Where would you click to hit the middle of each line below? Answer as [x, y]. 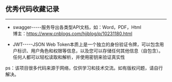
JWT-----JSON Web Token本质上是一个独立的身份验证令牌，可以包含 [86, 44]
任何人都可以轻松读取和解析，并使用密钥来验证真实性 [69, 57]
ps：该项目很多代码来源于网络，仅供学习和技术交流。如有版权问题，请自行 [84, 68]
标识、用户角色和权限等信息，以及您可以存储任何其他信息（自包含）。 [90, 50]
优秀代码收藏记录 [32, 9]
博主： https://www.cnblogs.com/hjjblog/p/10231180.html [72, 33]
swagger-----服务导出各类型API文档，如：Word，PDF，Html [77, 27]
